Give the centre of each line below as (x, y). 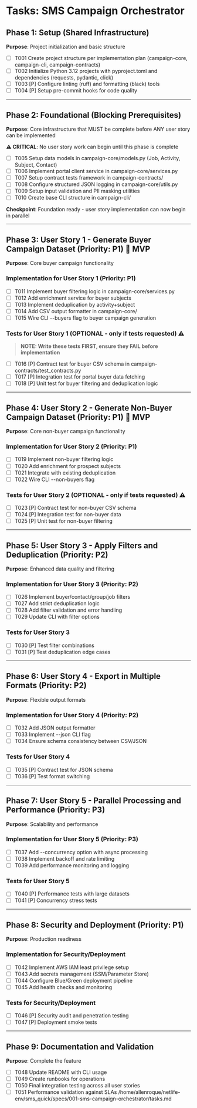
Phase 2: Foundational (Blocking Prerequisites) (94, 115)
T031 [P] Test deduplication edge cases (62, 652)
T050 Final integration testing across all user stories (77, 1086)
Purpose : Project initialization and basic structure (66, 47)
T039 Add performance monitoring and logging (72, 865)
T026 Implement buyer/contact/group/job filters (72, 597)
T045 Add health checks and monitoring (63, 987)
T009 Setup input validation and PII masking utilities (77, 191)
